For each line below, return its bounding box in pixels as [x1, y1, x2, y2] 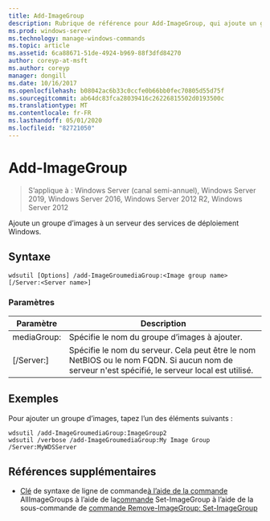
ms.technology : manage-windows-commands [8, 34, 146, 43]
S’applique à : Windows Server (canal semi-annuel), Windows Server [27, 185, 256, 195]
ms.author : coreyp [8, 64, 70, 72]
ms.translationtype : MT [8, 101, 88, 110]
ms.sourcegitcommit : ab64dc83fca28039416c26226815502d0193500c [8, 94, 225, 102]
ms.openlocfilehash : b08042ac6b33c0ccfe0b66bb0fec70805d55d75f [8, 86, 225, 95]
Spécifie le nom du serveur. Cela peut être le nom [68, 344, 256, 355]
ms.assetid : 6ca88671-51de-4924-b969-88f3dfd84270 [8, 49, 182, 57]
